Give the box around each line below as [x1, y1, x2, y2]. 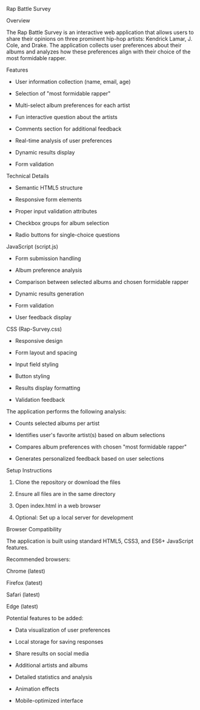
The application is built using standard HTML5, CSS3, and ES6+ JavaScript [6, 537, 194, 545]
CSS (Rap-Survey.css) [6, 325, 62, 333]
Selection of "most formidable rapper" [15, 90, 111, 97]
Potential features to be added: [6, 615, 84, 622]
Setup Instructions [6, 467, 53, 474]
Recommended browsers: [6, 556, 71, 563]
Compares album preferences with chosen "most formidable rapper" [15, 443, 187, 450]
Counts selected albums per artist [15, 419, 100, 427]
